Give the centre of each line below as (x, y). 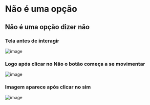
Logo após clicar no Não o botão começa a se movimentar (75, 64)
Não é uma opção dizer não (47, 27)
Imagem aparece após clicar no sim (48, 87)
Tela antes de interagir (32, 41)
